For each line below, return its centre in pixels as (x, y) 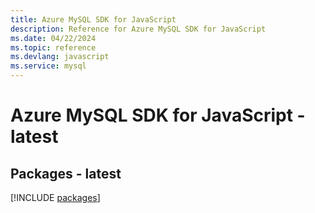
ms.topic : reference (53, 47)
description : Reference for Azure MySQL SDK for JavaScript (138, 29)
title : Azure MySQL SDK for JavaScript (93, 19)
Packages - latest (66, 173)
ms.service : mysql (48, 66)
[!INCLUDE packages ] (55, 197)
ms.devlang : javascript (60, 57)
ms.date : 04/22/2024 (53, 38)
